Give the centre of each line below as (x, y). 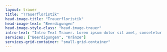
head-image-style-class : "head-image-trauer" (53, 28)
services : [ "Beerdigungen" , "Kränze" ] (45, 38)
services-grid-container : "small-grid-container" (58, 42)
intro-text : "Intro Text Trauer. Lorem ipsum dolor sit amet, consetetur (84, 33)
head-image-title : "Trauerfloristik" (44, 19)
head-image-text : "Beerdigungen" (40, 24)
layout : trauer (21, 10)
